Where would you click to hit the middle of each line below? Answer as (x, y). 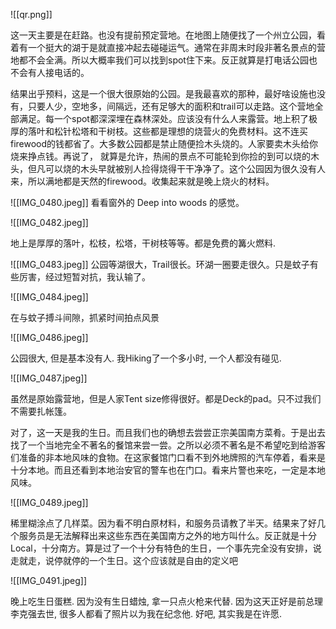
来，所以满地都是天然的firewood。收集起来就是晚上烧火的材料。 (142, 181)
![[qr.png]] (31, 14)
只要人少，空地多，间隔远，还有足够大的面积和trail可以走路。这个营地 (171, 106)
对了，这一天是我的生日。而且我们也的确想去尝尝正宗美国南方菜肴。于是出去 (168, 432)
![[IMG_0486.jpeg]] (49, 337)
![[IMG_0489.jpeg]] (49, 502)
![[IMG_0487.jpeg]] (49, 378)
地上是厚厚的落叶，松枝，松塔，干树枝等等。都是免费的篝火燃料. (143, 243)
